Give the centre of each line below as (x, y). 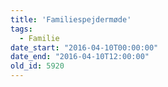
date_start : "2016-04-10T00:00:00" (84, 47)
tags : (21, 29)
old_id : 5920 (37, 66)
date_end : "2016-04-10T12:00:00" (80, 57)
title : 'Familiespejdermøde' (71, 19)
